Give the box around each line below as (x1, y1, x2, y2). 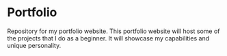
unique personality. (7, 41, 62, 49)
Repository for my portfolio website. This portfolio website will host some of (7, 27, 220, 35)
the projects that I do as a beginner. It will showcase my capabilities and (7, 34, 210, 42)
